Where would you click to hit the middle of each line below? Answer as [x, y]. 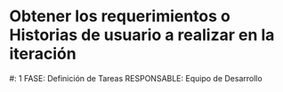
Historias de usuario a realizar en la [142, 35]
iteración [43, 54]
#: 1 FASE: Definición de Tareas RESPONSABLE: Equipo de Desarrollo [136, 78]
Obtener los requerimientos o [120, 16]
